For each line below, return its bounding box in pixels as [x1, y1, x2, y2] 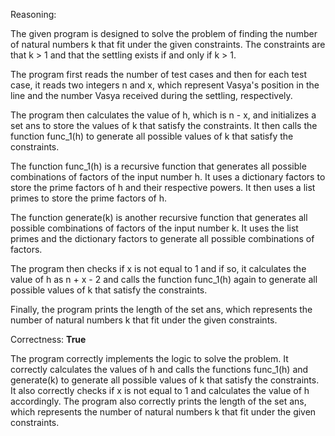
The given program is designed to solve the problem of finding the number [10, 28, 318, 39]
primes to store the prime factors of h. [10, 192, 168, 204]
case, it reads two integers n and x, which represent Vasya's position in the [10, 79, 320, 91]
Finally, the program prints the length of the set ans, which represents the [10, 304, 313, 315]
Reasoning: [10, 9, 57, 20]
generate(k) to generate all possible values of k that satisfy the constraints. [10, 374, 320, 386]
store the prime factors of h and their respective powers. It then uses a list [10, 182, 316, 193]
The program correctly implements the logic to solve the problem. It [10, 353, 289, 364]
